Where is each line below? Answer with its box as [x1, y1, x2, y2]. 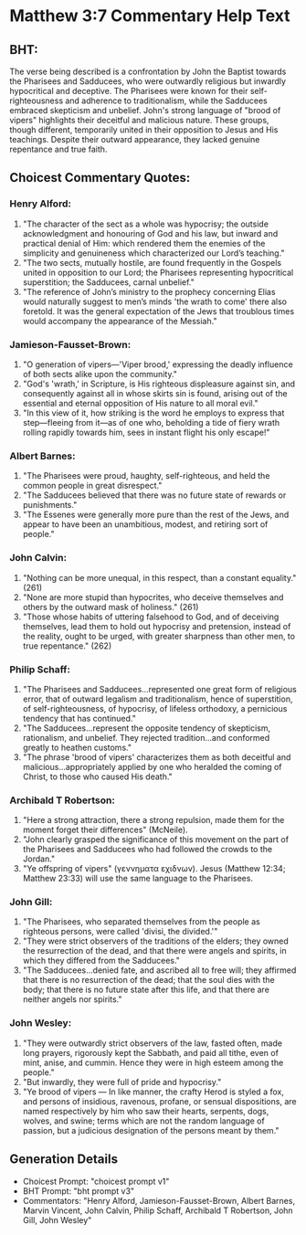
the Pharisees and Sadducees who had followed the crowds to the [22, 844, 272, 855]
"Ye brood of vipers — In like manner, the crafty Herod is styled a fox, [22, 1086, 285, 1097]
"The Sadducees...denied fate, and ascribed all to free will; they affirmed [22, 965, 297, 976]
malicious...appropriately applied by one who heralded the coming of [22, 761, 282, 772]
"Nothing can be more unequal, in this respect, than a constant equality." [22, 572, 297, 583]
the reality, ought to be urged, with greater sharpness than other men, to [22, 630, 295, 641]
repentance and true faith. [9, 143, 108, 154]
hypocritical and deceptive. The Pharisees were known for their [9, 86, 248, 96]
